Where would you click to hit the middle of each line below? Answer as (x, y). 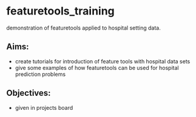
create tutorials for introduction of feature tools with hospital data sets (103, 61)
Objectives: (29, 93)
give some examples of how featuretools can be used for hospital (97, 68)
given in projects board (44, 107)
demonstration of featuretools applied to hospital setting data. (83, 28)
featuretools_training (61, 11)
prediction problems (40, 74)
